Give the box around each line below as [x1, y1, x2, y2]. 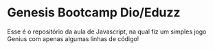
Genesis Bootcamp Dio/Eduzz [7, 5, 181, 21]
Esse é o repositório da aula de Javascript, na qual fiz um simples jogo [7, 27, 207, 36]
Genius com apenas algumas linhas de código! [7, 34, 139, 42]
